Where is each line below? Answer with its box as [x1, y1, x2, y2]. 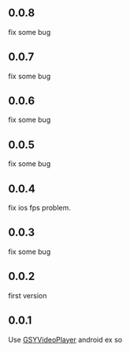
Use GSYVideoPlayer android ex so [8, 335, 123, 344]
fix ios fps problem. [8, 203, 71, 213]
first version [8, 290, 47, 300]
